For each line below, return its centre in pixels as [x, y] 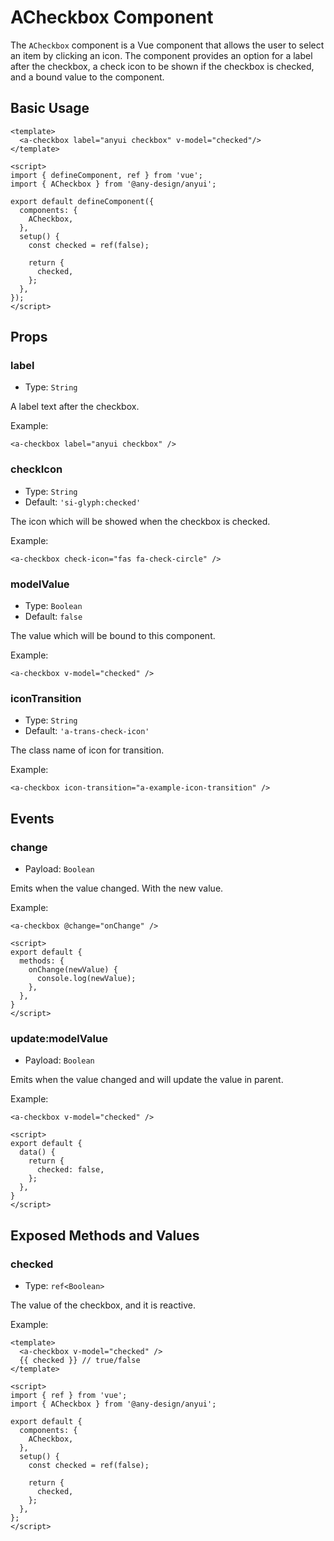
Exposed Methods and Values [105, 1235]
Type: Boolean [53, 606]
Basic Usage [50, 108]
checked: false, [70, 1170]
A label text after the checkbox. [75, 407]
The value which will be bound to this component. [113, 636]
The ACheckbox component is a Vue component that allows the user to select [167, 45]
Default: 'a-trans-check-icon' [87, 731]
